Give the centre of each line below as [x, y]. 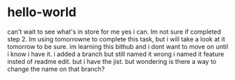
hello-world [42, 12]
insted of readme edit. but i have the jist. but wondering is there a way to [112, 61]
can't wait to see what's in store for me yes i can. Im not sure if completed [114, 32]
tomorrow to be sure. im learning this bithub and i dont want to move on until [118, 46]
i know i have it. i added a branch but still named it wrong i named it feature [116, 54]
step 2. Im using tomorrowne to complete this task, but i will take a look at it [116, 39]
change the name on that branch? [56, 69]
